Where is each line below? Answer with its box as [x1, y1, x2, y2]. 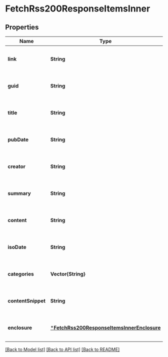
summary [7, 190, 31, 196]
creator [7, 163, 26, 170]
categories [7, 270, 34, 277]
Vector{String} [50, 270, 86, 277]
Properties [5, 23, 39, 31]
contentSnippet [7, 297, 46, 304]
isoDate [7, 243, 26, 250]
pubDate [7, 136, 29, 143]
